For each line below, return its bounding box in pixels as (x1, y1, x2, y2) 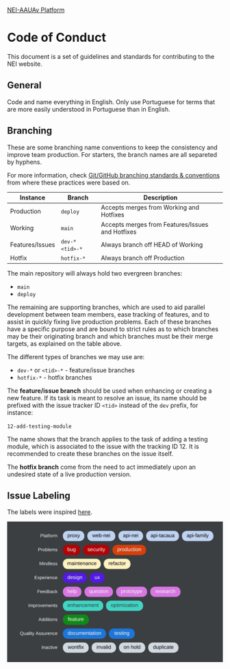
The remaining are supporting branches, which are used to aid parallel (7, 303, 205, 311)
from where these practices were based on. (7, 178, 131, 186)
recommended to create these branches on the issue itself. (7, 449, 173, 458)
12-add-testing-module (7, 423, 72, 430)
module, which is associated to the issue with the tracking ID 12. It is (7, 442, 200, 450)
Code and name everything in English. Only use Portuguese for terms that (7, 97, 216, 106)
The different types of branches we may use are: (7, 352, 145, 361)
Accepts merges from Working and (101, 204, 200, 212)
